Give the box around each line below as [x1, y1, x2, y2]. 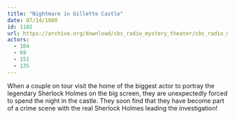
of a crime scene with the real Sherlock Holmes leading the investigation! [7, 104, 218, 112]
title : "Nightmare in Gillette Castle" [7, 10, 124, 17]
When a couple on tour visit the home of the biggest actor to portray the [7, 81, 215, 90]
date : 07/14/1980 [7, 17, 58, 24]
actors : [7, 36, 30, 43]
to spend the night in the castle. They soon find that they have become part [7, 96, 225, 105]
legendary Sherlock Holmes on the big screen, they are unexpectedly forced [7, 89, 228, 97]
